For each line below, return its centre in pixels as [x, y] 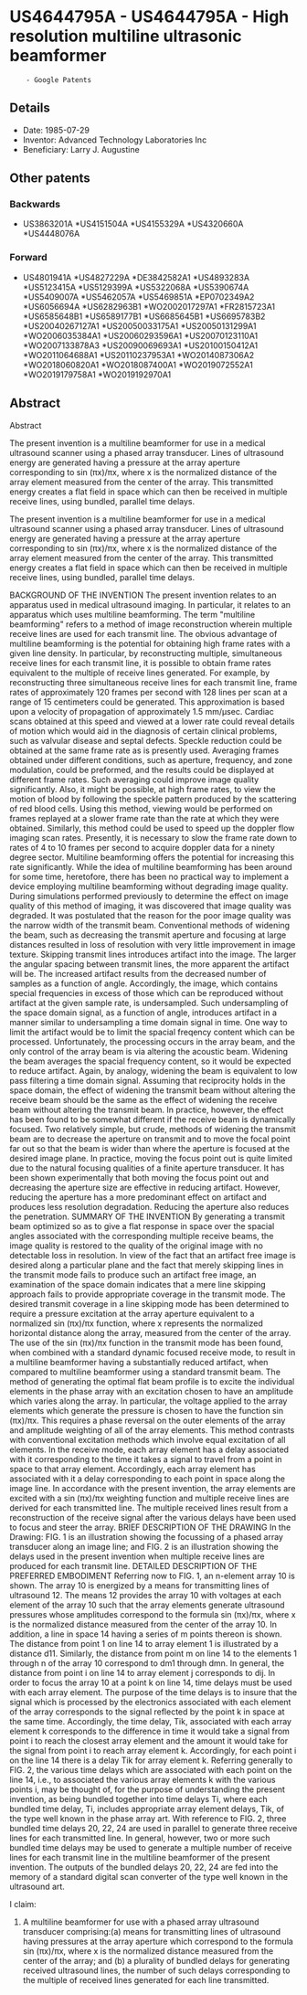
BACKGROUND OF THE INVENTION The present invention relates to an [143, 595]
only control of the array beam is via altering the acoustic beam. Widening [149, 1051]
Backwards [35, 205]
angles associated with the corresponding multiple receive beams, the [142, 1236]
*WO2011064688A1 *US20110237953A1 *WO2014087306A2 [138, 355]
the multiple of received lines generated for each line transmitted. [146, 1979]
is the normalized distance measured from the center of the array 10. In [143, 1624]
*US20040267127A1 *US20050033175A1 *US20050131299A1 [140, 325]
